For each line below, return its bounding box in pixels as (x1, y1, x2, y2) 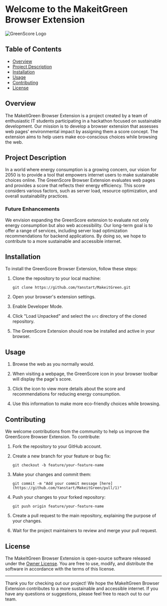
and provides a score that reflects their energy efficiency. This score (5, 183, 146, 189)
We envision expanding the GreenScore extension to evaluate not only (5, 217, 149, 223)
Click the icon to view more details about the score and (12, 386, 126, 392)
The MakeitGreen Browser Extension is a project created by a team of (5, 112, 148, 118)
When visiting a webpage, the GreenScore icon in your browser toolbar (12, 371, 158, 377)
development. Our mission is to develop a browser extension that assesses (5, 123, 159, 129)
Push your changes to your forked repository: (12, 494, 106, 500)
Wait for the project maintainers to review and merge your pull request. (12, 528, 158, 534)
